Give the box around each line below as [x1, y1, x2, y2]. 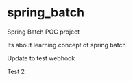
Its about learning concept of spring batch [7, 40, 127, 49]
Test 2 [7, 67, 25, 76]
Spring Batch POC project [7, 27, 80, 36]
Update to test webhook [7, 54, 75, 62]
